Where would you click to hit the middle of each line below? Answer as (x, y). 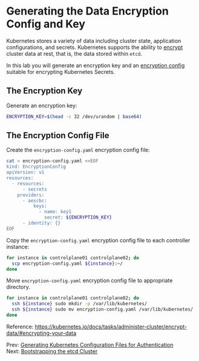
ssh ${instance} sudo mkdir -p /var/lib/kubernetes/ (80, 304)
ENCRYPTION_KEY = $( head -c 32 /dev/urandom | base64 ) (74, 116)
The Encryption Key (44, 91)
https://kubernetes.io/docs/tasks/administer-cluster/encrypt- (111, 326)
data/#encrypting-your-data (41, 333)
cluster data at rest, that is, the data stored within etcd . (74, 53)
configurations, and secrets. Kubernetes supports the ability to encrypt (95, 47)
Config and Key (46, 24)
